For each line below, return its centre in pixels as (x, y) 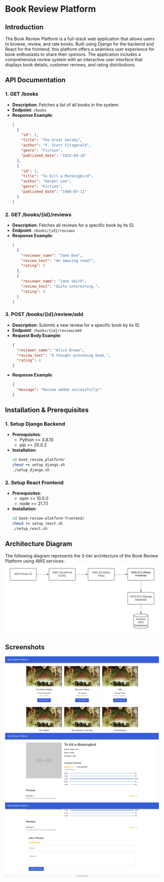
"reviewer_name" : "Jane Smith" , (54, 281)
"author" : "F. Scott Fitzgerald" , (56, 145)
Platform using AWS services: (35, 561)
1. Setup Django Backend (35, 424)
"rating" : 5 (33, 266)
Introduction (24, 27)
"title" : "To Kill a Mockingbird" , (57, 176)
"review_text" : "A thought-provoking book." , (64, 355)
